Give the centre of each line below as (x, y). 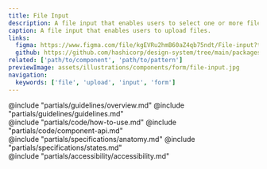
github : (28, 53)
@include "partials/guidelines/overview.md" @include (97, 105)
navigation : (28, 75)
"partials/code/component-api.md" (66, 130)
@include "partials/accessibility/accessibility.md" (89, 155)
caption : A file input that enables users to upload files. (110, 30)
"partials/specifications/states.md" (65, 147)
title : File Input (39, 16)
